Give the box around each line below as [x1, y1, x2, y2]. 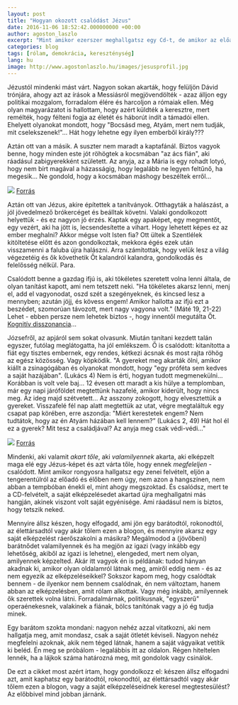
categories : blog [7, 43, 59, 50]
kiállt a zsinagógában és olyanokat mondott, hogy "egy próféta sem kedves [7, 364, 228, 372]
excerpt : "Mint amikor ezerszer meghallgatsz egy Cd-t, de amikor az [7, 37, 217, 44]
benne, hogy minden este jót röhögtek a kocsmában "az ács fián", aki [7, 149, 210, 158]
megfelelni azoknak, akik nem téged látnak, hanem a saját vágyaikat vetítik [7, 638, 225, 647]
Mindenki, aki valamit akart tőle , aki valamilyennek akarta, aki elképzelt [7, 452, 215, 461]
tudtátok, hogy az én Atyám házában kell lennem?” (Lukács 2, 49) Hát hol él [7, 416, 229, 425]
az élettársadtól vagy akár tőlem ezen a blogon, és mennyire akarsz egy [7, 526, 217, 535]
